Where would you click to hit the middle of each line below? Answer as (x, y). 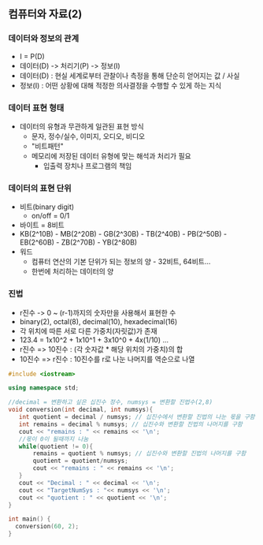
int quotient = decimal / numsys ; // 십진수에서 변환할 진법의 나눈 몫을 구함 (137, 417)
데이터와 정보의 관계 (44, 39)
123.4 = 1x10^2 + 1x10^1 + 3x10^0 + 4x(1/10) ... (94, 340)
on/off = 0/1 (50, 216)
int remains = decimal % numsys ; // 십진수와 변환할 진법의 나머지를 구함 (130, 424)
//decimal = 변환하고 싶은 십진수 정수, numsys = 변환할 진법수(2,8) (111, 402)
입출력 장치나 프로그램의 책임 (87, 166)
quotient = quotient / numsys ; (80, 461)
